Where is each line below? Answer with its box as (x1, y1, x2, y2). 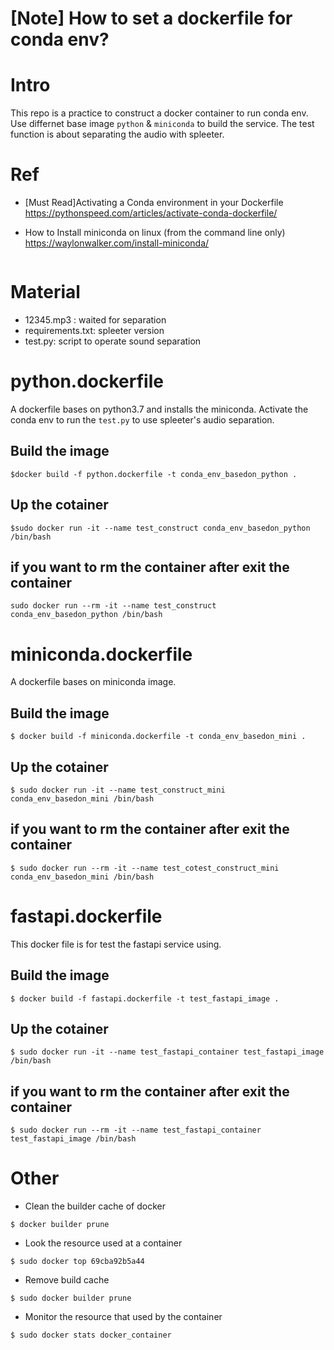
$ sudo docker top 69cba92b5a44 (10, 1257, 145, 1267)
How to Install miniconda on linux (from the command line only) (24, 227, 286, 239)
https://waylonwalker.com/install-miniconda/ (24, 237, 210, 249)
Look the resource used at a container (24, 1237, 183, 1249)
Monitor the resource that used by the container (24, 1311, 223, 1323)
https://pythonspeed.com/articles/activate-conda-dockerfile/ (24, 207, 278, 219)
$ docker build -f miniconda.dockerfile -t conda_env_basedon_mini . (10, 732, 307, 742)
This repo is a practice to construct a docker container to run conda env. (10, 107, 309, 119)
